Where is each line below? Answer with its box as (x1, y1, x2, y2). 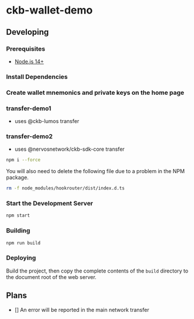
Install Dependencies (6, 72, 68, 81)
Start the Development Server (6, 199, 93, 207)
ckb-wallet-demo (6, 4, 93, 17)
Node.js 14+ (14, 58, 44, 65)
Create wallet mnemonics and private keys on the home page (6, 88, 185, 97)
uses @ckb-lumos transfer (14, 118, 79, 125)
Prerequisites (6, 45, 45, 53)
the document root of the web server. (6, 273, 97, 280)
